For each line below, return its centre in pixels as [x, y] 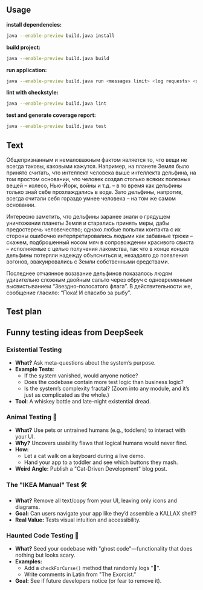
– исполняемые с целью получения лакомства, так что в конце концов [98, 249]
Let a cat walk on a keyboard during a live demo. [85, 456]
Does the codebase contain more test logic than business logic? [104, 382]
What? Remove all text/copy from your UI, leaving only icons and [96, 500]
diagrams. [27, 507]
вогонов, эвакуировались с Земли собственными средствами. [88, 262]
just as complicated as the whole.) [67, 395]
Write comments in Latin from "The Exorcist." [80, 574]
